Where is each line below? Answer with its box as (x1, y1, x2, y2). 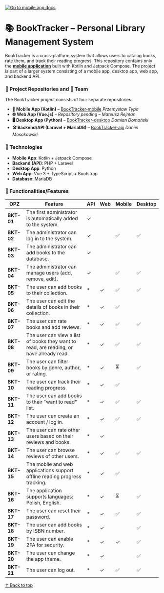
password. (26, 513, 50, 520)
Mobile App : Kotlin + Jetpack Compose (12, 155, 92, 161)
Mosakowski (12, 132, 38, 137)
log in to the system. (26, 235, 73, 242)
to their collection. (26, 289, 67, 296)
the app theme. (26, 555, 61, 562)
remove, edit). (26, 275, 59, 282)
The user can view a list (26, 332, 81, 339)
